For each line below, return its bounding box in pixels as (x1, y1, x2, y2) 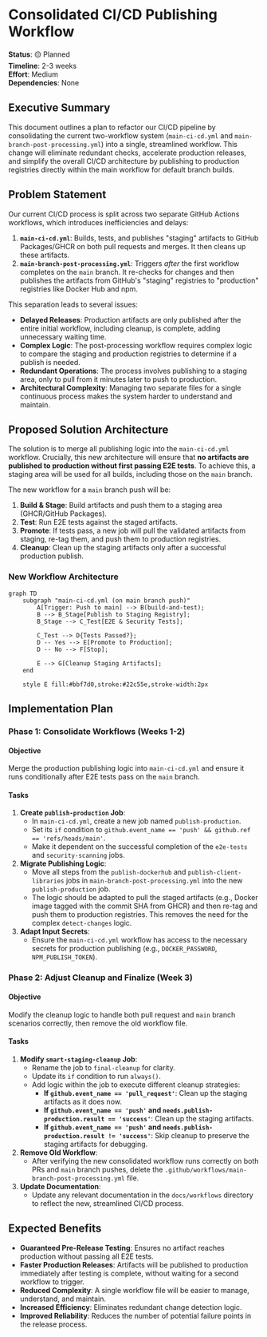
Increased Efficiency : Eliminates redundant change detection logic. (19, 1302, 242, 1311)
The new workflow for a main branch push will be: (8, 485, 171, 494)
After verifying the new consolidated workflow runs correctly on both (31, 1156, 259, 1165)
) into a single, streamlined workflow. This (100, 139, 238, 149)
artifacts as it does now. (43, 1097, 122, 1106)
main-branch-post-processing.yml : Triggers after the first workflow (19, 258, 240, 268)
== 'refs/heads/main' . (31, 833, 106, 843)
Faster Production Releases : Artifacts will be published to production (19, 1260, 249, 1269)
